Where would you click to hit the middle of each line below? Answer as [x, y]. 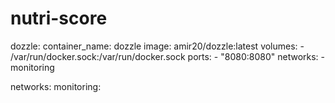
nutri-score [59, 18]
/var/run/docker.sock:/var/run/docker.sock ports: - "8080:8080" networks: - [167, 56]
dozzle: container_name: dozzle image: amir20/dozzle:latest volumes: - [157, 46]
